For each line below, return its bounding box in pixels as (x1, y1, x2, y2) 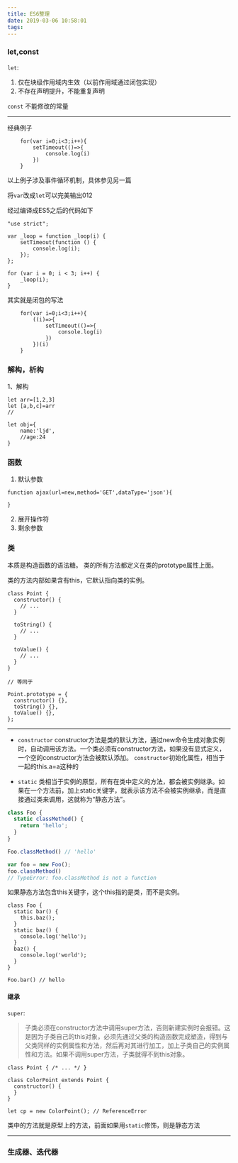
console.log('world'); (20, 952, 87, 959)
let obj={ (7, 421, 37, 428)
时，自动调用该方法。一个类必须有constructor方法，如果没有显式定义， (17, 744, 226, 753)
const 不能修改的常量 (7, 101, 69, 110)
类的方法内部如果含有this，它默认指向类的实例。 (7, 575, 149, 584)
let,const (7, 47, 39, 57)
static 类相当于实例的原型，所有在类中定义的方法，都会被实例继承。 (17, 777, 219, 786)
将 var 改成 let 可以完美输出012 (7, 191, 93, 199)
